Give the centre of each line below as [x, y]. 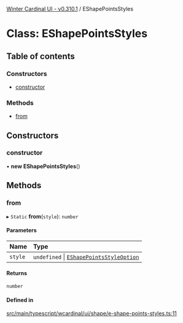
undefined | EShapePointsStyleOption [86, 257]
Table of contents [41, 56]
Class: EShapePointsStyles [77, 34]
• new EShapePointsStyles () [43, 166]
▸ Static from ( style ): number [42, 216]
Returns [17, 273]
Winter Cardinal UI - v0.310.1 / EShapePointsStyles [70, 9]
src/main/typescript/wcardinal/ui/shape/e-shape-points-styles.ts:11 [91, 313]
